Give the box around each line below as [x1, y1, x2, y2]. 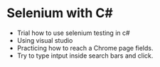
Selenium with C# [6, 5, 113, 21]
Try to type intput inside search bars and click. [16, 51, 154, 60]
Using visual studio [16, 36, 73, 44]
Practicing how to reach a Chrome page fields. [16, 43, 154, 52]
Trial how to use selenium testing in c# [16, 29, 130, 37]
